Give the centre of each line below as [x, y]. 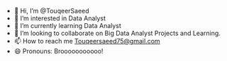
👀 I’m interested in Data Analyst [60, 18]
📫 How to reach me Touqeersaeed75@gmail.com [87, 41]
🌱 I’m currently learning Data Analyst [68, 26]
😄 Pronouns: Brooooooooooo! [59, 51]
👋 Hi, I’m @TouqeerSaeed [52, 11]
